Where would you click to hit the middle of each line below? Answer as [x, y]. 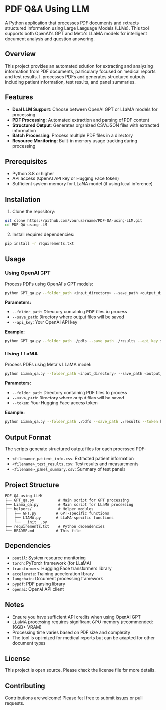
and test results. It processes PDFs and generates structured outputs [75, 76]
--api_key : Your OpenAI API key [45, 322]
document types [29, 643]
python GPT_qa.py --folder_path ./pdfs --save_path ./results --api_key [82, 341]
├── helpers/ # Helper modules [49, 509]
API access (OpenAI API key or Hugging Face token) [65, 178]
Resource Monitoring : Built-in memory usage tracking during [75, 141]
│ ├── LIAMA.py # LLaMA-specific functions [59, 518]
